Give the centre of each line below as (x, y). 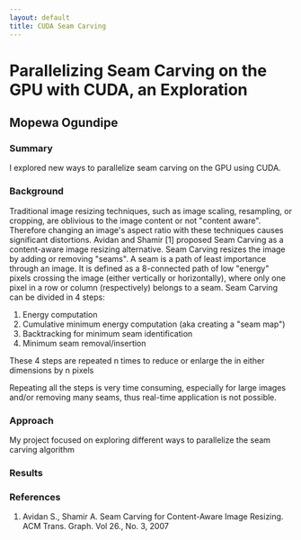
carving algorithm (42, 449)
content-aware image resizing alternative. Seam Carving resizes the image (147, 249)
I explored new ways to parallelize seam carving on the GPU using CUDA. (145, 168)
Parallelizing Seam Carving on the (138, 71)
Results (26, 472)
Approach (31, 420)
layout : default (40, 18)
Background (37, 192)
